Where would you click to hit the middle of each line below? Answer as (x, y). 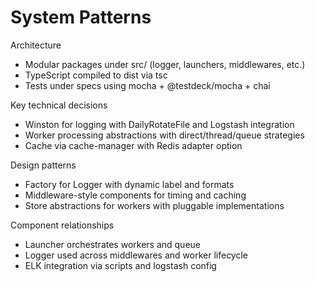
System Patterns (81, 17)
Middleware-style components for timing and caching (135, 195)
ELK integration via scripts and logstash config (120, 265)
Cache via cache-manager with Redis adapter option (133, 145)
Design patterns (43, 165)
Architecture (36, 45)
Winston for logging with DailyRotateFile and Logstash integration (159, 124)
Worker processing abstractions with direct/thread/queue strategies (164, 135)
